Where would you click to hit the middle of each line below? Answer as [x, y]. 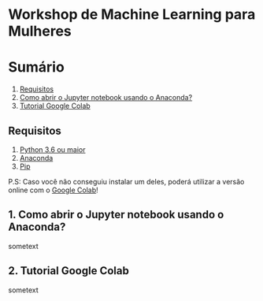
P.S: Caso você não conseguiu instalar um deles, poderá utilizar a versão [126, 181]
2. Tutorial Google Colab [69, 271]
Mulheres [40, 31]
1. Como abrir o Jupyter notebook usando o [116, 215]
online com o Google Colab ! [53, 190]
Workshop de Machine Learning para [132, 15]
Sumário [36, 67]
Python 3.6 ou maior [52, 149]
